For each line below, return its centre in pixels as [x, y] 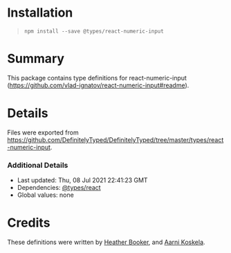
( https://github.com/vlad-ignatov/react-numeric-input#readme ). [98, 85]
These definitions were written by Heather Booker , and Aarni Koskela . [106, 242]
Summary [36, 59]
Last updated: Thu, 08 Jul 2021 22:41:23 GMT [82, 180]
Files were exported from [43, 132]
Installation [40, 13]
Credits [29, 223]
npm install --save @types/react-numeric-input [94, 31]
